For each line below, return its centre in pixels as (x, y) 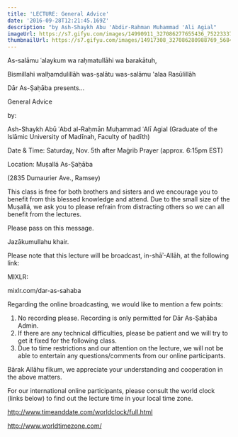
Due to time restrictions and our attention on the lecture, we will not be (120, 348)
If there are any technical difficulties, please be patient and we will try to (123, 333)
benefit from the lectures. (45, 214)
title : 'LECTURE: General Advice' (58, 14)
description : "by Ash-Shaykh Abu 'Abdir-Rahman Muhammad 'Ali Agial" (112, 27)
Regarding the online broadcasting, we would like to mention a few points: (115, 304)
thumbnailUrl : (28, 40)
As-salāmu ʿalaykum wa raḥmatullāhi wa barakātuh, (82, 60)
